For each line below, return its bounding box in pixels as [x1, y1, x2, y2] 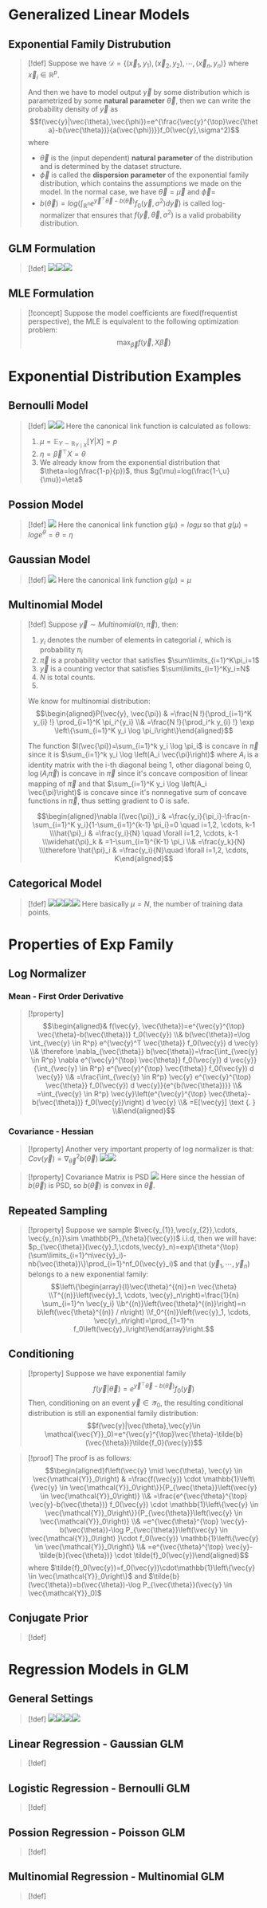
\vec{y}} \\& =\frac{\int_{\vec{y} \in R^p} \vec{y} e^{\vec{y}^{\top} [36, 1072, 252, 1082]
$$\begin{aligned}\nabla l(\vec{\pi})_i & [37, 811, 167, 820]
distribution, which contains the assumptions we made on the [39, 179, 241, 188]
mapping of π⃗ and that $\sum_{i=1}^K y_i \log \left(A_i [27, 779, 207, 789]
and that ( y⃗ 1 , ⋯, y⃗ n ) [179, 1258, 250, 1270]
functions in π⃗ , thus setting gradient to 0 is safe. [27, 796, 190, 805]
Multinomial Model [8, 598, 104, 612]
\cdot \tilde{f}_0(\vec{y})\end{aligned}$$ [114, 1550, 249, 1560]
